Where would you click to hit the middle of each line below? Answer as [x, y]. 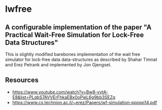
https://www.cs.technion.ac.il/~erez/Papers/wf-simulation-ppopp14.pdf [84, 102]
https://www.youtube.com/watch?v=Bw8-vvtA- [60, 92]
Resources [22, 80]
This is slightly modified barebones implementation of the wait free [73, 54]
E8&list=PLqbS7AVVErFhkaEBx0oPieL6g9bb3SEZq [64, 97]
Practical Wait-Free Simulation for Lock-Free [74, 35]
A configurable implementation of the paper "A [78, 27]
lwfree [18, 9]
